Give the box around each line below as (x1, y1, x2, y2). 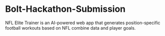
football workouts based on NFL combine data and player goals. (5, 25, 136, 31)
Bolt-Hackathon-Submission (5, 3, 126, 15)
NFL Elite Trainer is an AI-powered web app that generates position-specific (5, 20, 161, 26)
